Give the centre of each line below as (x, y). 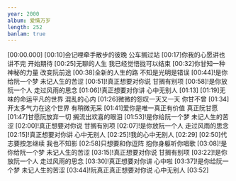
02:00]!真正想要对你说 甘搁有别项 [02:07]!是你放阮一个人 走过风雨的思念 (123, 126)
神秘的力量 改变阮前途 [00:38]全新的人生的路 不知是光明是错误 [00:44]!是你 (118, 72)
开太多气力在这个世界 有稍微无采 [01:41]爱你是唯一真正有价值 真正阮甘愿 (113, 108)
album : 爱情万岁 (29, 21)
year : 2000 (23, 14)
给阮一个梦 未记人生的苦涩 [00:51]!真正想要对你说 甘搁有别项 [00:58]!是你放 (118, 82)
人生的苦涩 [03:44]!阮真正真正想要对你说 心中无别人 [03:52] (121, 170)
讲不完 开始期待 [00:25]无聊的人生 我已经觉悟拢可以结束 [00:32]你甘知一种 (116, 64)
